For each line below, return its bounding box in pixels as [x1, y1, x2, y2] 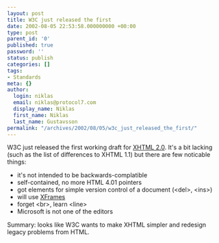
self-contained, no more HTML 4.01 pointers [16, 179, 142, 187]
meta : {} [7, 80, 32, 87]
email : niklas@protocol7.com [13, 99, 96, 106]
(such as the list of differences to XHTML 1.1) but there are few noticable [7, 151, 211, 159]
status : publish [7, 55, 53, 62]
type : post [7, 29, 38, 36]
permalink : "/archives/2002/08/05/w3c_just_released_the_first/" [7, 125, 197, 131]
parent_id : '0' [7, 36, 51, 42]
